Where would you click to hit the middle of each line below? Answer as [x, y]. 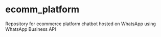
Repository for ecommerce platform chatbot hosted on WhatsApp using [80, 24]
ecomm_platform [42, 10]
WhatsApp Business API [31, 29]
